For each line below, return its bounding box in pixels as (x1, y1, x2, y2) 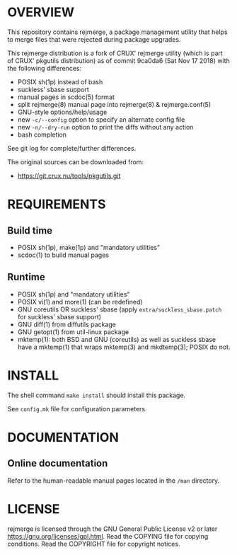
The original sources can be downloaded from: (7, 157, 144, 166)
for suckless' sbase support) (17, 312, 101, 321)
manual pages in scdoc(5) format (17, 93, 115, 101)
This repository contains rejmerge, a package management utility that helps (7, 28, 228, 36)
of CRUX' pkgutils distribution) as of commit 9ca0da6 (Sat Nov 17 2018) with (7, 56, 230, 64)
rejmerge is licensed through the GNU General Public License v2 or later (7, 525, 218, 533)
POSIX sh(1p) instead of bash (17, 77, 103, 86)
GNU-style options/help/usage (17, 108, 108, 116)
